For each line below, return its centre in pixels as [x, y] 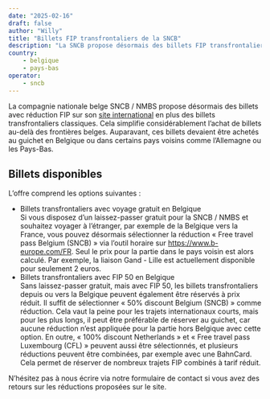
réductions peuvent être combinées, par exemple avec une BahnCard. [136, 354]
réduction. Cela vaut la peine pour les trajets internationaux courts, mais [139, 311]
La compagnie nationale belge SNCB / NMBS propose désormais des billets [133, 106]
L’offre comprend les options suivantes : [75, 193]
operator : [25, 76]
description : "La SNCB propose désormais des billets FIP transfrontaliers [138, 46]
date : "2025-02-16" [41, 16]
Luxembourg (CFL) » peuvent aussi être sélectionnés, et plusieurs [129, 346]
